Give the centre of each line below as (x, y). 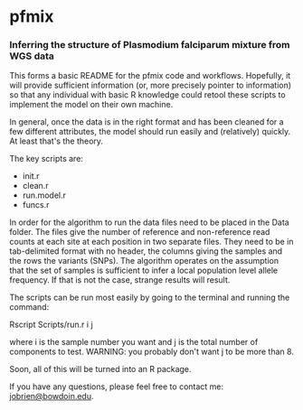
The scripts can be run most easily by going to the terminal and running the (150, 298)
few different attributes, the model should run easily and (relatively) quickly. (150, 132)
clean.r (35, 186)
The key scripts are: (47, 159)
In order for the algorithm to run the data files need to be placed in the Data (149, 222)
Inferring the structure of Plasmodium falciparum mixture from (150, 45)
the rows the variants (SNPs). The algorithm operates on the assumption (144, 261)
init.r (31, 176)
